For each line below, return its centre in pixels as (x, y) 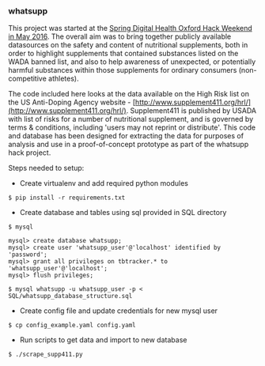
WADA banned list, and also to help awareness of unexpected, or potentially (132, 62)
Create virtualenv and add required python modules (104, 183)
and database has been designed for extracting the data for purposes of (126, 136)
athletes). (64, 79)
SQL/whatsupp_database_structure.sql (70, 296)
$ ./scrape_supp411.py (45, 355)
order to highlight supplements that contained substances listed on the (123, 54)
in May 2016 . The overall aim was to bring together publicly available (120, 36)
